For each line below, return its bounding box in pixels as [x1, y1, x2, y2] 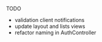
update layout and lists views [14, 23, 85, 30]
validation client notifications [14, 17, 85, 23]
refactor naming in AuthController [14, 29, 96, 36]
